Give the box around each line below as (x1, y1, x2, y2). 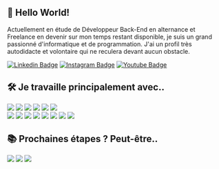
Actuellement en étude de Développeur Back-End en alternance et (7, 25, 196, 33)
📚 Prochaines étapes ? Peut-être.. (7, 133, 158, 145)
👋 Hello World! (7, 7, 70, 19)
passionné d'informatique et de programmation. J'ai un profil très (7, 39, 192, 48)
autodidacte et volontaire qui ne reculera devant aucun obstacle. (7, 47, 191, 55)
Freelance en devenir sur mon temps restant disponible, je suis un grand (7, 32, 212, 41)
